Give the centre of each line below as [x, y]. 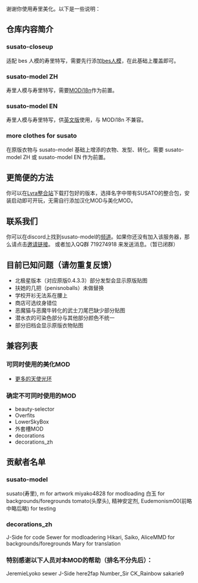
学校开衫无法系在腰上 [41, 295]
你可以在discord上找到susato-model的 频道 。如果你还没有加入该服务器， [95, 237]
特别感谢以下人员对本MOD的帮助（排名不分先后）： [80, 560]
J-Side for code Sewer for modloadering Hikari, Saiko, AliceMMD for [91, 537]
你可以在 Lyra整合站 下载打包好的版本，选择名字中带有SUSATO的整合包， [95, 193]
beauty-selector [35, 409]
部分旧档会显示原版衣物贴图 [49, 325]
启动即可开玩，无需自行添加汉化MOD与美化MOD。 [74, 201]
